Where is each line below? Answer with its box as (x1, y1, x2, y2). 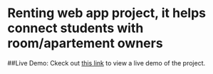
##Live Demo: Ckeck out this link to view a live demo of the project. (7, 58, 206, 67)
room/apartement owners (7, 36, 163, 51)
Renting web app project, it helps (7, 5, 207, 21)
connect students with (7, 20, 144, 36)
